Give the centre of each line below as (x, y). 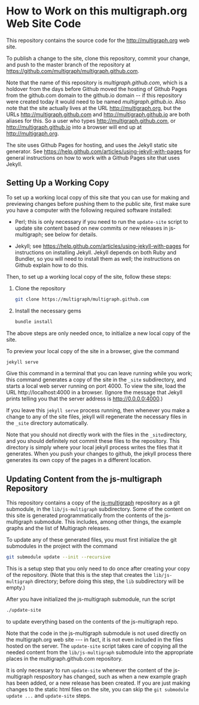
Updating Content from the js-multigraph (84, 479)
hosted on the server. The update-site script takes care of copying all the (97, 646)
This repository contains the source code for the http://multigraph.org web (98, 40)
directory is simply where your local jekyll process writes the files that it (94, 448)
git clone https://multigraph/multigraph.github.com (82, 299)
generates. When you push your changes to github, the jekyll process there (99, 454)
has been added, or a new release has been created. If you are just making (98, 683)
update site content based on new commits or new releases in (91, 228)
